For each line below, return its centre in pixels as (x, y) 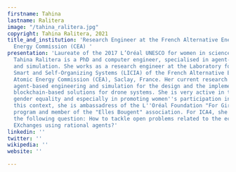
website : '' (25, 152)
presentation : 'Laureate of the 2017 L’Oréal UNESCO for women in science (119, 54)
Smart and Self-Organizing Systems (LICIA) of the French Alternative (119, 73)
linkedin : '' (26, 132)
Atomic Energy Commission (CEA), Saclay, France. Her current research (121, 79)
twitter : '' (25, 138)
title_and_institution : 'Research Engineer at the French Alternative (113, 40)
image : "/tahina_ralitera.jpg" (53, 27)
